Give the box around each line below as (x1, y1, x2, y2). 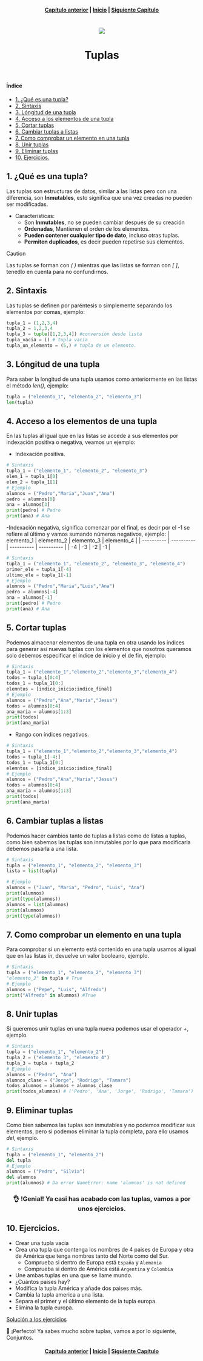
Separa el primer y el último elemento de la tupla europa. (15, 1297, 157, 1305)
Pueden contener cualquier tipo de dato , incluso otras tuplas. (24, 231, 180, 239)
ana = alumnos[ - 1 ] (6, 595, 53, 601)
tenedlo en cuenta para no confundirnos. (6, 268, 109, 275)
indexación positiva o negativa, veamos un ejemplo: (6, 438, 136, 446)
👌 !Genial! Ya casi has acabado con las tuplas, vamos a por (13, 1195, 191, 1203)
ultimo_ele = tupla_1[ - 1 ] (6, 572, 72, 578)
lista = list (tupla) (6, 868, 59, 874)
